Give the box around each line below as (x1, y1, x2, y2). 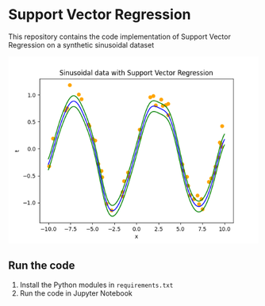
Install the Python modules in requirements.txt (19, 280, 174, 289)
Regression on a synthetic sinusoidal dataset (8, 40, 155, 49)
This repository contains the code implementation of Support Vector (8, 32, 232, 41)
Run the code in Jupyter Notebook (19, 288, 132, 298)
